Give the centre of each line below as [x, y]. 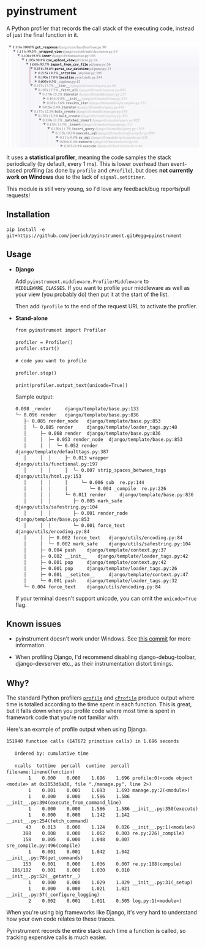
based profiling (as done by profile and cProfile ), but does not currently [100, 170]
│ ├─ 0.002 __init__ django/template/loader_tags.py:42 [106, 556]
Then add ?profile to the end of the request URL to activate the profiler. [106, 306]
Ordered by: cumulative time [51, 754]
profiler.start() [37, 348]
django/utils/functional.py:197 [56, 464]
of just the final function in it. [42, 34]
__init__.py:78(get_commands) [45, 858]
